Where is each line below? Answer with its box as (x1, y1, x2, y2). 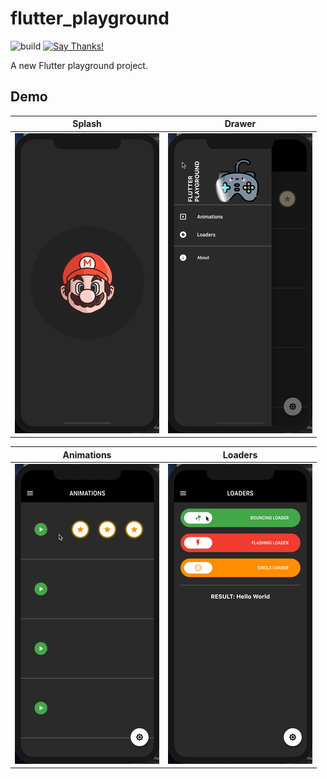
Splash (72, 118, 102, 130)
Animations (62, 448, 112, 461)
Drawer (224, 118, 257, 130)
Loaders (222, 448, 258, 461)
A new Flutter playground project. (10, 59, 148, 71)
